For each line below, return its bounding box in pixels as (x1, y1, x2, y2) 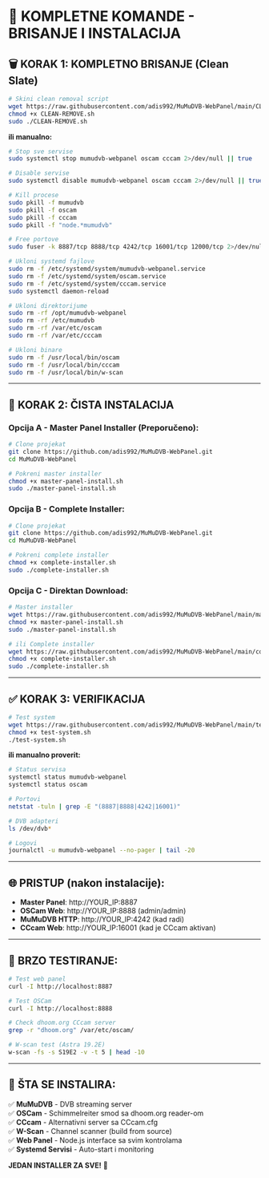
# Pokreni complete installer (8, 551, 110, 560)
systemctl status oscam (8, 781, 88, 789)
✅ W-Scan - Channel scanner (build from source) (8, 1126, 172, 1135)
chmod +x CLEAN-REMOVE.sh (8, 110, 94, 118)
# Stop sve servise (8, 148, 74, 156)
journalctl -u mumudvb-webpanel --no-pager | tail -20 (8, 846, 195, 855)
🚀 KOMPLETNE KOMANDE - (8, 7, 195, 26)
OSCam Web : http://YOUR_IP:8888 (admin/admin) (19, 906, 187, 916)
